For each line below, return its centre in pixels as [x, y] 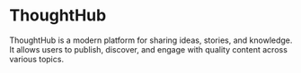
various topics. [37, 59]
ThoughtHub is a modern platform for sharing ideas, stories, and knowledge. [151, 40]
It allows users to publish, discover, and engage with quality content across [148, 49]
